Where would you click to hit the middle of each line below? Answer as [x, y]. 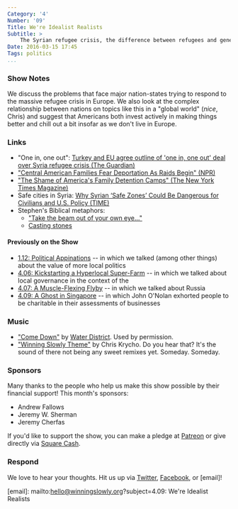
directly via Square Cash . [44, 444]
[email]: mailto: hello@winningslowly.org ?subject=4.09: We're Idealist [108, 491]
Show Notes [29, 78]
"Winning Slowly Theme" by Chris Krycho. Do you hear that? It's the [117, 344]
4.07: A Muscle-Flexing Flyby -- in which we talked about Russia [111, 288]
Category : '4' [28, 14]
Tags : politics [30, 54]
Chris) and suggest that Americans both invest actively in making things [112, 116]
